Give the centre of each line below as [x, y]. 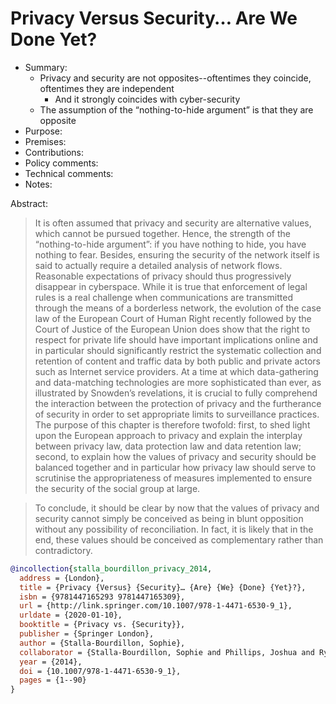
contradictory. [63, 550]
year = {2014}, [51, 662]
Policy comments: [61, 163]
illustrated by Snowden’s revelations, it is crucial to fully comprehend [176, 393]
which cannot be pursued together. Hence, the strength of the [162, 233]
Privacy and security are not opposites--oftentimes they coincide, [175, 78]
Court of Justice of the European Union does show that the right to [172, 329]
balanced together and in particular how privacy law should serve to [175, 467]
